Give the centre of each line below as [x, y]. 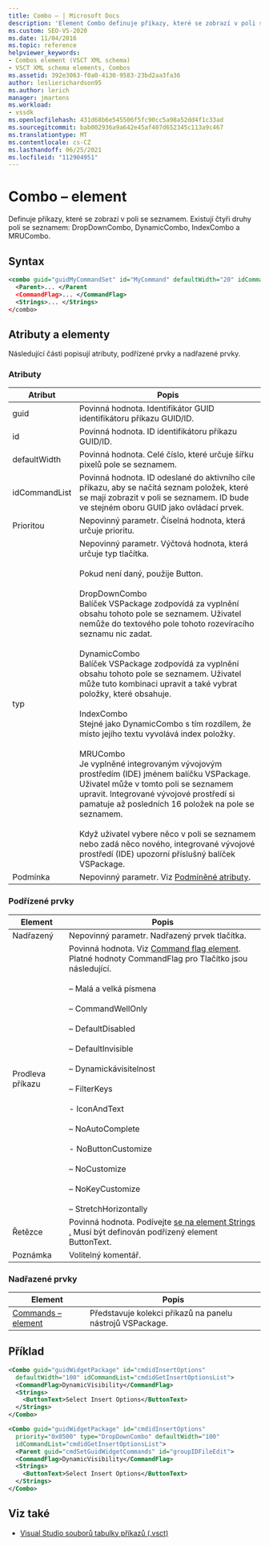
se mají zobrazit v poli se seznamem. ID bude [164, 497]
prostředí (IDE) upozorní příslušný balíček [157, 854]
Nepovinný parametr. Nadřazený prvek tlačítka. [158, 936]
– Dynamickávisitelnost [112, 1069]
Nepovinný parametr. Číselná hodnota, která [162, 521]
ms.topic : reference [43, 46]
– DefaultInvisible [101, 1049]
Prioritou [29, 525]
